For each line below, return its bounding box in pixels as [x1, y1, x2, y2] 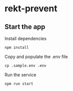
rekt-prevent [4, 3, 57, 14]
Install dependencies [4, 35, 47, 41]
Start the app [4, 23, 46, 31]
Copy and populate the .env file [4, 54, 68, 60]
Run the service [4, 72, 36, 78]
